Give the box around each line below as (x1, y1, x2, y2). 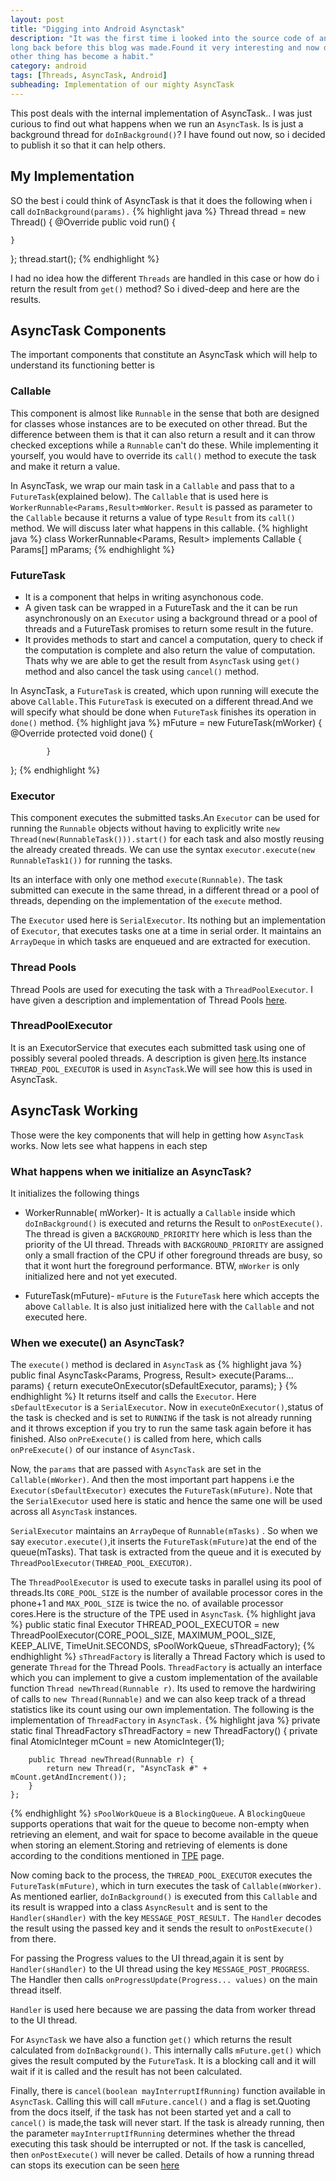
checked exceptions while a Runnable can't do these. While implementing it (10, 439, 319, 451)
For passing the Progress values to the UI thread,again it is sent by (10, 1952, 285, 1965)
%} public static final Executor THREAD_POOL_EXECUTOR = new (10, 1619, 280, 1631)
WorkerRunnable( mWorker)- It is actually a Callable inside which (24, 1206, 296, 1218)
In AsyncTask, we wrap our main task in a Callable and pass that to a (10, 479, 295, 491)
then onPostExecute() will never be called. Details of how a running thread (10, 2149, 315, 2161)
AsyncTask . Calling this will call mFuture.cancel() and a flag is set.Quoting (10, 2096, 311, 2108)
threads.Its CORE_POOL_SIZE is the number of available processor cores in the (10, 1587, 324, 1599)
